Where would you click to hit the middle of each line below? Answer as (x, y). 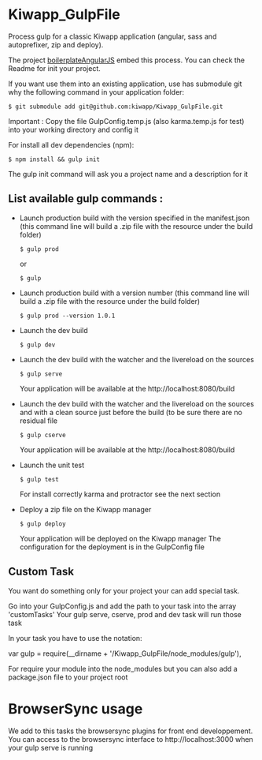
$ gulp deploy (42, 524)
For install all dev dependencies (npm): (71, 144)
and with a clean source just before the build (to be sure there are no (131, 412)
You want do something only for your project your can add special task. (124, 590)
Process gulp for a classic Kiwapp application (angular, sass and (113, 36)
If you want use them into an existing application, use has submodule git (125, 84)
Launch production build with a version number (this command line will (134, 293)
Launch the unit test (52, 465)
